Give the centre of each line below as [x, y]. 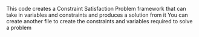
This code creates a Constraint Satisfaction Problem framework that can [96, 9]
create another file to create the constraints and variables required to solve [99, 21]
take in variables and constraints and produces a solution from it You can [97, 15]
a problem [19, 27]
